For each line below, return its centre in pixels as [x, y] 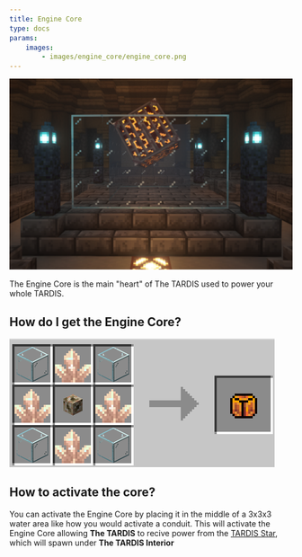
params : [24, 38]
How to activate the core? [82, 493]
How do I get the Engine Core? [95, 322]
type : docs [30, 28]
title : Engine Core [46, 19]
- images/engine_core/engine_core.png [114, 57]
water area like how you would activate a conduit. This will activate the [140, 523]
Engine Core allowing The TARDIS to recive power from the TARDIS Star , [144, 533]
